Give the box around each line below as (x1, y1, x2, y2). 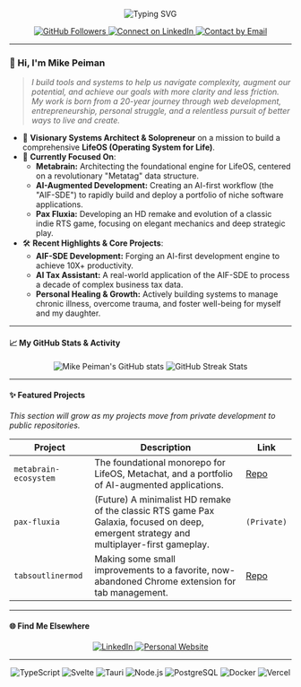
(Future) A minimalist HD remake (93, 493, 231, 506)
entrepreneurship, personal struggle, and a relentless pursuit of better (30, 106, 290, 117)
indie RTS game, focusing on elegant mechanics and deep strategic (35, 218, 286, 229)
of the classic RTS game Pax (93, 504, 215, 517)
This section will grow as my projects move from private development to (9, 410, 276, 421)
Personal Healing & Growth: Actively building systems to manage (35, 289, 279, 300)
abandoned (93, 575, 143, 587)
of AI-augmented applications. (93, 478, 224, 491)
